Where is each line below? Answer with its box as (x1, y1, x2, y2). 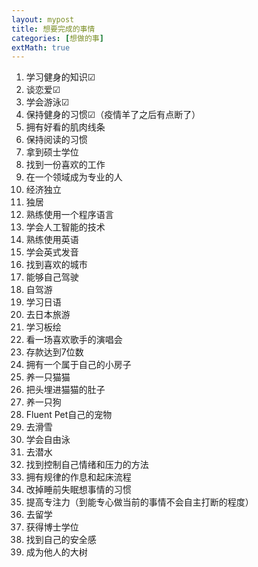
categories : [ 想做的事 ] (11, 33, 104, 43)
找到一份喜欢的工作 (25, 159, 106, 171)
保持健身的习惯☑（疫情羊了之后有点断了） (25, 109, 201, 121)
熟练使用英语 (25, 234, 79, 246)
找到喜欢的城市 (25, 259, 88, 271)
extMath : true (11, 42, 71, 53)
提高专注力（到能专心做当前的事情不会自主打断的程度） (25, 496, 254, 508)
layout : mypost (11, 14, 75, 25)
